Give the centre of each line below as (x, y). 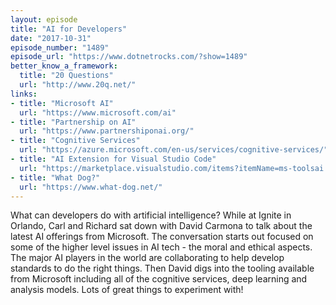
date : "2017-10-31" (51, 38)
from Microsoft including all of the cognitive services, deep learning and (159, 279)
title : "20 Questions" (66, 76)
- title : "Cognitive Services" (75, 141)
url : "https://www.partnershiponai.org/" (107, 131)
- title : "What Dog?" (55, 177)
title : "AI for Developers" (69, 29)
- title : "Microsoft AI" (62, 103)
